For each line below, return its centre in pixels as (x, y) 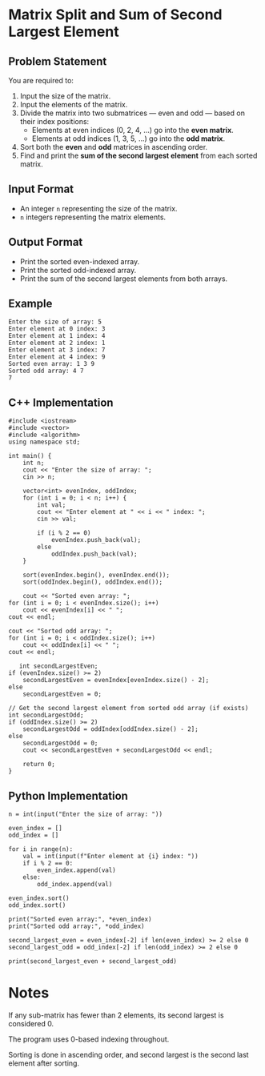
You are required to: (41, 80)
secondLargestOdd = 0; (60, 743)
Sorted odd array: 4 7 (46, 371)
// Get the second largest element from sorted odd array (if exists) (128, 709)
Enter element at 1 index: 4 (57, 336)
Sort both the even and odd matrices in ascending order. (114, 147)
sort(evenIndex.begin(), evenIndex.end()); (96, 575)
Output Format (46, 242)
